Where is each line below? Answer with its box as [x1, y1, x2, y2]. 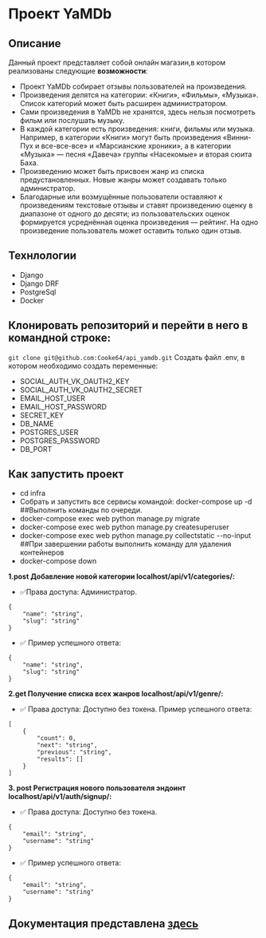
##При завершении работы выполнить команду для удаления [19, 540, 232, 549]
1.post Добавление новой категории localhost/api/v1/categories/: [8, 572, 235, 581]
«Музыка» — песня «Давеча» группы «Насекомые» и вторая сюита [19, 149, 252, 159]
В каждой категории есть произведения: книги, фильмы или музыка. [19, 125, 255, 133]
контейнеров [19, 548, 65, 557]
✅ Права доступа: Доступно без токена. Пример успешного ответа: [19, 704, 252, 714]
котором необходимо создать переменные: [8, 361, 158, 370]
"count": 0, [37, 734, 77, 742]
